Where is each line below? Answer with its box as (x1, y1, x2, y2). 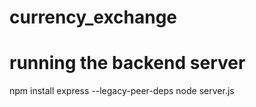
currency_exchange (9, 6, 178, 29)
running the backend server (9, 52, 246, 75)
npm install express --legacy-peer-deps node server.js (9, 85, 235, 97)
